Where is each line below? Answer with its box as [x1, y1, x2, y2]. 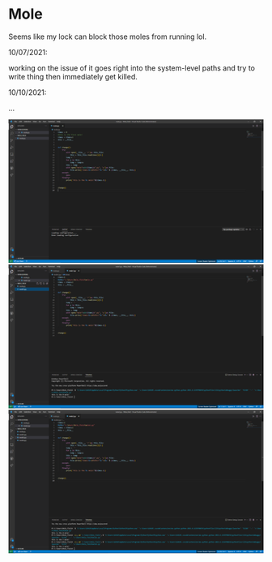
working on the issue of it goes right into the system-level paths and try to [8, 62, 255, 73]
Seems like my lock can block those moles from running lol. [8, 32, 207, 41]
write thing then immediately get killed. [8, 71, 138, 81]
